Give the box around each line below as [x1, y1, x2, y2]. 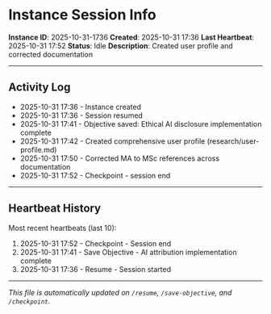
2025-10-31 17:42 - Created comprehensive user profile [19, 136, 206, 146]
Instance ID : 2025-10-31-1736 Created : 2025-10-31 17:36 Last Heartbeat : [8, 32, 255, 42]
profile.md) [19, 144, 57, 154]
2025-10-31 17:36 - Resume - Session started [19, 264, 172, 274]
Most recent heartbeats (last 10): [8, 223, 117, 232]
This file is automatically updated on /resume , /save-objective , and [8, 287, 232, 297]
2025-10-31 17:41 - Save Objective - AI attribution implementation [19, 247, 237, 257]
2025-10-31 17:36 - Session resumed [19, 111, 144, 120]
